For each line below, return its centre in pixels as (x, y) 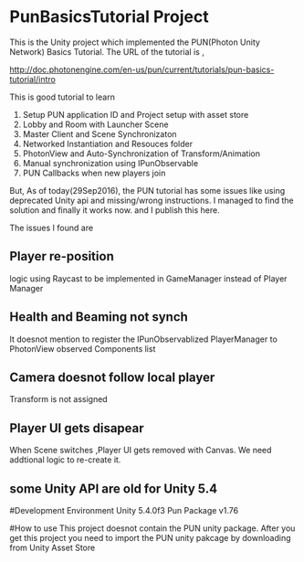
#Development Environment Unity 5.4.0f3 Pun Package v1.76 (124, 510)
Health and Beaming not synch (99, 317)
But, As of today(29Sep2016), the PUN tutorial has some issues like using (147, 190)
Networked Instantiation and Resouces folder (108, 143)
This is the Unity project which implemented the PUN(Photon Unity (135, 42)
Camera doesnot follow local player (112, 377)
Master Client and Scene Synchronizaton (100, 133)
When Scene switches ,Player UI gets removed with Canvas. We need (141, 451)
